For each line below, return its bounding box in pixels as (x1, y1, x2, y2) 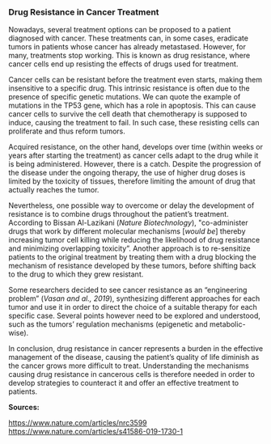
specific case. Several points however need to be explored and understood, (8, 311, 261, 321)
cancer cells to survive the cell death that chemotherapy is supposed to (8, 109, 248, 119)
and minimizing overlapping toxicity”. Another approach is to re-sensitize (8, 243, 251, 253)
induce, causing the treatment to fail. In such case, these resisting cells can (8, 118, 260, 128)
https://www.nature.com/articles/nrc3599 (8, 418, 147, 428)
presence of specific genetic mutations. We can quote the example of (8, 92, 241, 102)
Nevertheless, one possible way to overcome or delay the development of (8, 201, 255, 210)
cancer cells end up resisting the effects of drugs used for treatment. (8, 59, 239, 69)
